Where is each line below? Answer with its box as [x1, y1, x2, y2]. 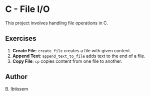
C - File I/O [5, 3, 50, 15]
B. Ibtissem [5, 86, 28, 92]
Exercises [5, 34, 36, 43]
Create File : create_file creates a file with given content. [12, 47, 131, 53]
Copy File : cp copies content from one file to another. [12, 58, 122, 64]
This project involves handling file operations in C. [5, 20, 108, 26]
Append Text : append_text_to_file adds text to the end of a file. [12, 53, 146, 59]
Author [5, 73, 27, 81]
